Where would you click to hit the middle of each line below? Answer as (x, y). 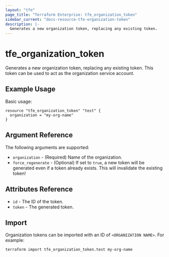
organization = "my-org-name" (42, 115)
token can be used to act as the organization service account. (70, 74)
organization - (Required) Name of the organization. (67, 157)
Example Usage (30, 89)
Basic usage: (19, 101)
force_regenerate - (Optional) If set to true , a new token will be (78, 162)
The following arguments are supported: (47, 147)
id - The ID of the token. (38, 201)
